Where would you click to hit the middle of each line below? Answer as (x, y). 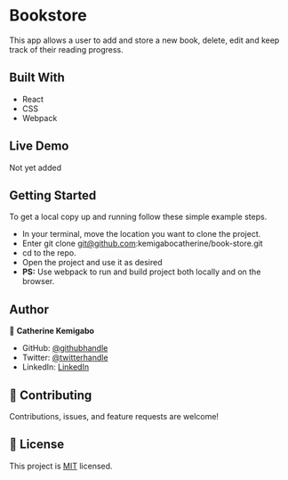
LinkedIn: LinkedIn (56, 367)
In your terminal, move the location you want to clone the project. (141, 234)
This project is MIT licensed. (61, 466)
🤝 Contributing (51, 395)
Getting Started (53, 195)
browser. (38, 281)
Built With (37, 78)
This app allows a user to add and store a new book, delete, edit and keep (144, 40)
